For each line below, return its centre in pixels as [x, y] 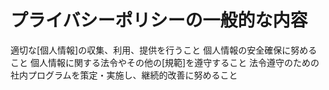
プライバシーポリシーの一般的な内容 [159, 20]
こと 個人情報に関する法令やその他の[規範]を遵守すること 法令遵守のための [165, 62]
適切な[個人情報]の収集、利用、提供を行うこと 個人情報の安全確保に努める [164, 50]
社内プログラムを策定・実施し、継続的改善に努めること [124, 75]
